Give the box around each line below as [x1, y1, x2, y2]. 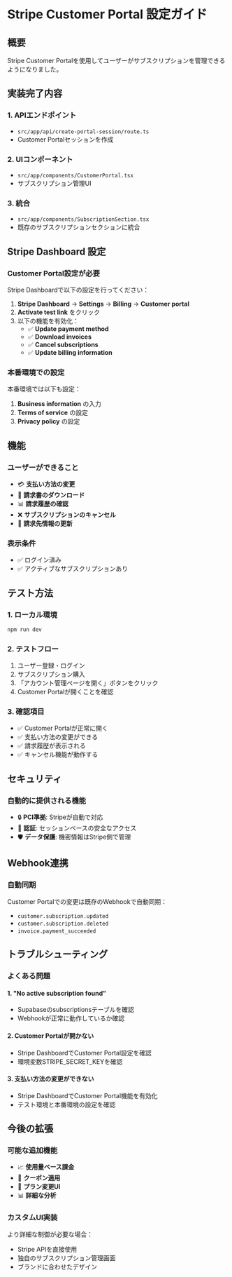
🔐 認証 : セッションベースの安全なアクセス [17, 824, 137, 832]
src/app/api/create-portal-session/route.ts [17, 128, 150, 135]
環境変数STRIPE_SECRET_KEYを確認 [17, 1057, 123, 1066]
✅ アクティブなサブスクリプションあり [17, 565, 129, 573]
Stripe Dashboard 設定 [7, 245, 106, 257]
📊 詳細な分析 [17, 1191, 57, 1200]
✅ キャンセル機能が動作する [17, 750, 99, 759]
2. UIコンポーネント [7, 154, 73, 164]
